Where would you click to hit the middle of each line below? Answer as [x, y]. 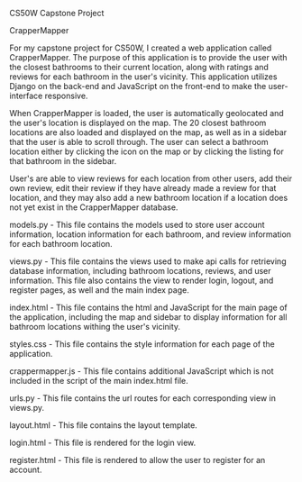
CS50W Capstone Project [57, 13]
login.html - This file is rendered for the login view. [103, 442]
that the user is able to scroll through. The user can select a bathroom [139, 142]
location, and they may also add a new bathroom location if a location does [149, 198]
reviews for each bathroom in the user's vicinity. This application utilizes [143, 77]
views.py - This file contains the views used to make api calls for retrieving [148, 261]
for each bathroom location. [61, 244]
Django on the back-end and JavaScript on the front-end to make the [138, 86]
